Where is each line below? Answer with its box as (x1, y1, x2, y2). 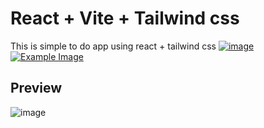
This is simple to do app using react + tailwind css (10, 40, 217, 52)
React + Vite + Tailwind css (10, 7, 240, 30)
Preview (10, 80, 63, 97)
